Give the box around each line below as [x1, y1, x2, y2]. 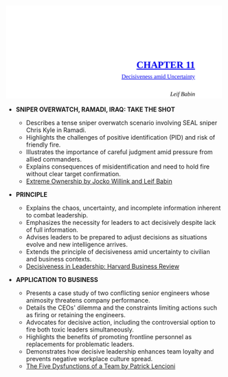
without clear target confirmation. [25, 169, 121, 177]
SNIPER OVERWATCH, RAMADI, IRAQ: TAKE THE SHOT [15, 105, 176, 114]
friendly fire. [25, 140, 61, 149]
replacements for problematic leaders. [25, 340, 135, 348]
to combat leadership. [25, 211, 89, 219]
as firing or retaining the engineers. [25, 310, 126, 319]
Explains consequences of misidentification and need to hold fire [25, 162, 210, 171]
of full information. [25, 226, 79, 234]
